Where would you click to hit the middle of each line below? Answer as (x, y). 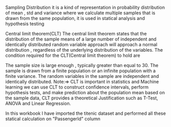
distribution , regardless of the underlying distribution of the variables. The (84, 50)
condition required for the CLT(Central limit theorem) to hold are (73, 55)
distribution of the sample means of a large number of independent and (81, 39)
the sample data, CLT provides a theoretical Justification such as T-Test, (82, 98)
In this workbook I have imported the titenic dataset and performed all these (85, 113)
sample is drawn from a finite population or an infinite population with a (80, 71)
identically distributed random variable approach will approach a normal (81, 45)
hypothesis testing (25, 24)
